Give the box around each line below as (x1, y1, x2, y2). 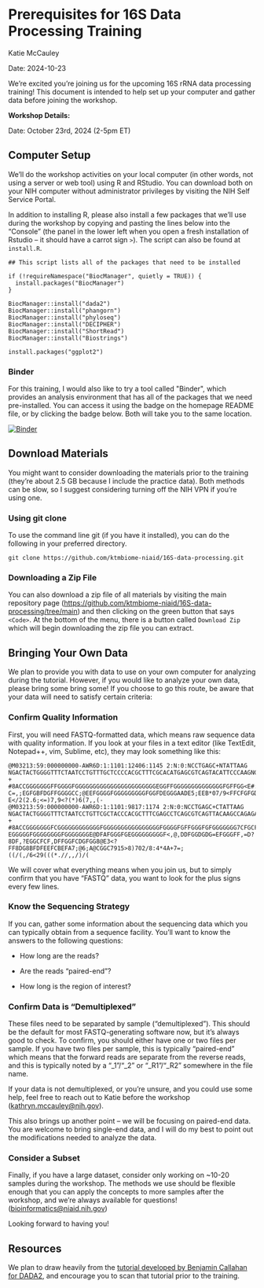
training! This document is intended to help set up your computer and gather (8, 86, 255, 96)
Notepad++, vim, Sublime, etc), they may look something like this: (8, 746, 222, 756)
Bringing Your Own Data (8, 646, 128, 660)
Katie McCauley (8, 48, 60, 57)
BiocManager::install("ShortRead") (8, 327, 125, 335)
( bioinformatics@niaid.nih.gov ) (8, 1204, 108, 1213)
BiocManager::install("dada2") (8, 300, 111, 307)
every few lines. (8, 881, 60, 891)
